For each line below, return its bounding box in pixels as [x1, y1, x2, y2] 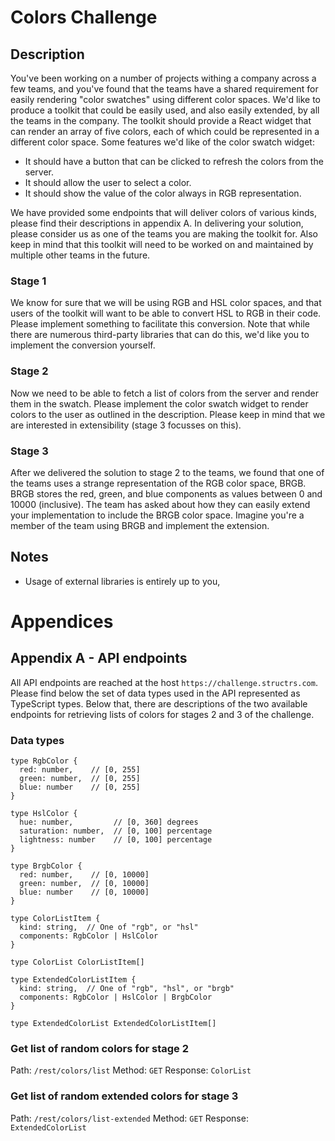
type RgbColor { [10, 756, 78, 766]
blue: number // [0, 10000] [19, 887, 150, 897]
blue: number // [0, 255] [19, 782, 141, 792]
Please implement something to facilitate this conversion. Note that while [10, 318, 310, 330]
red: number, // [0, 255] [19, 765, 141, 775]
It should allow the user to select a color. [24, 177, 192, 188]
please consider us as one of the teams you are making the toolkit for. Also [10, 228, 318, 240]
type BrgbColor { [10, 861, 83, 871]
